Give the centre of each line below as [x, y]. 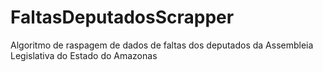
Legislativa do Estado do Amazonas [84, 55]
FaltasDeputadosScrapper [122, 17]
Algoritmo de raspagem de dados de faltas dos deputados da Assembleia [162, 45]
